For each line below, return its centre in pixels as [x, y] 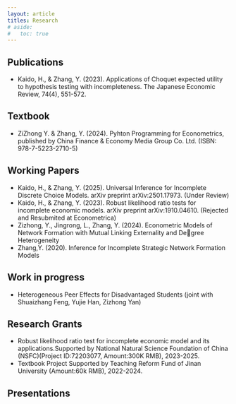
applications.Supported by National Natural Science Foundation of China [123, 349]
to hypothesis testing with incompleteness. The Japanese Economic [117, 87]
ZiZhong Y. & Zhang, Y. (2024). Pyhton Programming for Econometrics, [120, 133]
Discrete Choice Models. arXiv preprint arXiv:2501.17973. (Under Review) [123, 195]
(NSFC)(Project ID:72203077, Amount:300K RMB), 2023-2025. [108, 356]
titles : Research [33, 20]
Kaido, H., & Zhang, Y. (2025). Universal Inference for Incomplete [112, 187]
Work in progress [46, 277]
